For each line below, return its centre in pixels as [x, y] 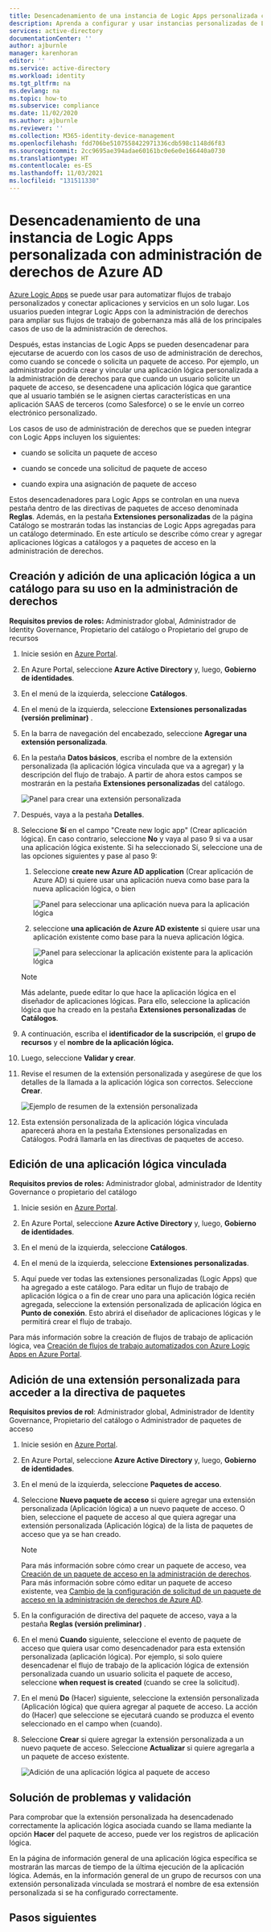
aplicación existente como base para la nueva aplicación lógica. [138, 937]
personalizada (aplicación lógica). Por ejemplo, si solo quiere [122, 1657]
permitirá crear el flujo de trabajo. [76, 1322]
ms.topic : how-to [38, 98]
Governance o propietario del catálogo [73, 1192]
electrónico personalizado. [53, 413]
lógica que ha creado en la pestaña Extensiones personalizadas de [133, 1010]
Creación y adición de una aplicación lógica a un [133, 576]
